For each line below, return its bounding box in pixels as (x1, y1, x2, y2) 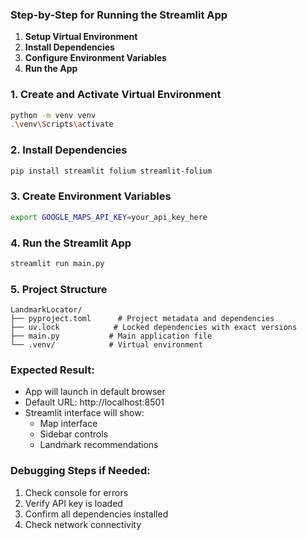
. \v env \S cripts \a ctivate (10, 119, 114, 130)
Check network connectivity (24, 518, 142, 530)
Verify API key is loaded (24, 497, 123, 509)
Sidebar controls (39, 428, 108, 440)
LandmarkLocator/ (10, 305, 83, 315)
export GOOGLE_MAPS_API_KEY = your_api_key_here (10, 212, 208, 222)
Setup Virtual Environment (24, 31, 138, 43)
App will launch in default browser (24, 386, 166, 398)
